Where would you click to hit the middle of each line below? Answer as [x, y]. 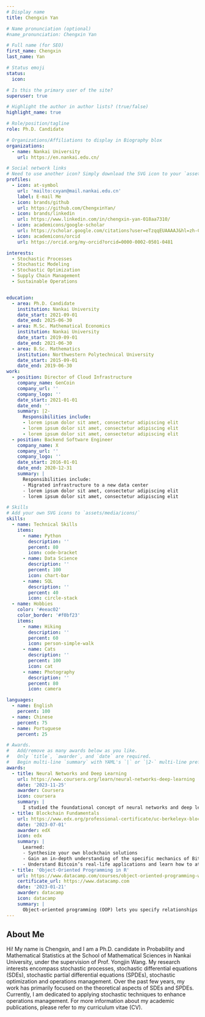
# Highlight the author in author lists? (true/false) [77, 107]
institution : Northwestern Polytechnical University [86, 355]
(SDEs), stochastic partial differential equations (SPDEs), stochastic [91, 975]
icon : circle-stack [53, 598]
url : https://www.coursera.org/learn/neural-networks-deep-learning [106, 779]
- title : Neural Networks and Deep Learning [69, 773]
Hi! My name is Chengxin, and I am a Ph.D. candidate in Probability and [95, 949]
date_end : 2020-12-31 [45, 468]
